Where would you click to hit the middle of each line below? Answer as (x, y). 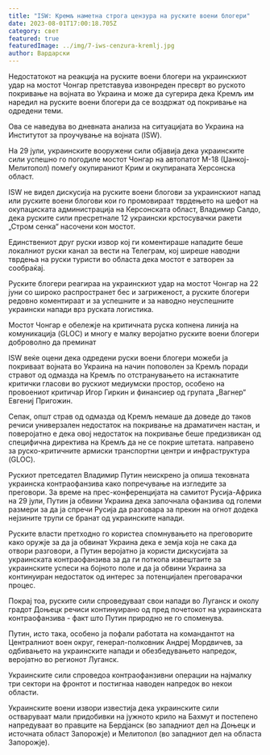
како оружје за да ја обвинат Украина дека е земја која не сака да (123, 542)
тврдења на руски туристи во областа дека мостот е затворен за (121, 259)
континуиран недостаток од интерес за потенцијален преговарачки (126, 576)
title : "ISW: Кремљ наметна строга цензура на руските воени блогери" (129, 16)
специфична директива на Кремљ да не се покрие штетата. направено (131, 442)
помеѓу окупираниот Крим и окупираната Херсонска (143, 168)
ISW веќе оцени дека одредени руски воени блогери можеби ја (118, 358)
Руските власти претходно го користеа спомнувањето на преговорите (131, 534)
